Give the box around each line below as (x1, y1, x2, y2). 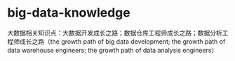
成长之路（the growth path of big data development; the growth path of (19, 37, 226, 46)
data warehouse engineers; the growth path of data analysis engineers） (7, 46, 218, 54)
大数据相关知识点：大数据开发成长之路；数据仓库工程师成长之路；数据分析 (7, 28, 222, 37)
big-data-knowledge (7, 5, 131, 21)
